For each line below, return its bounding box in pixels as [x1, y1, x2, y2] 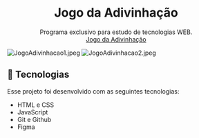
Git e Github [17, 115, 52, 123]
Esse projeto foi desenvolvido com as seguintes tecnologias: [7, 87, 180, 95]
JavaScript [17, 107, 48, 116]
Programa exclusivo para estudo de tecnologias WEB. [39, 28, 193, 36]
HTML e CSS [17, 101, 55, 109]
